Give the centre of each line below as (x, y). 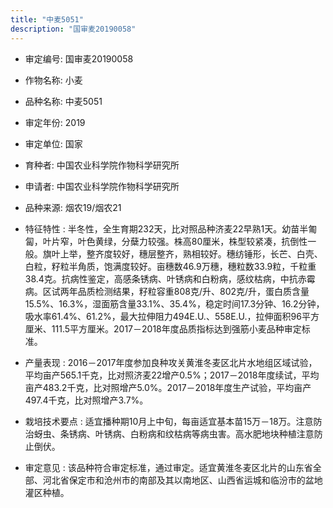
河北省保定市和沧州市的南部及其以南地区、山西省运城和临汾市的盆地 (182, 480)
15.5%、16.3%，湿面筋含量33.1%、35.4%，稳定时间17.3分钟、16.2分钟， (174, 303)
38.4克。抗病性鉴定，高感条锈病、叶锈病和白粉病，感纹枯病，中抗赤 (165, 278)
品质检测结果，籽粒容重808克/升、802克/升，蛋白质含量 (193, 291)
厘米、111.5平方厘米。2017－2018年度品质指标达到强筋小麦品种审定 (163, 328)
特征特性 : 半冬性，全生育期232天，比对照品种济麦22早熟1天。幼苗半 (166, 228)
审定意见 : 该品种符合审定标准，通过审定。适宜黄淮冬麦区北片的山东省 (168, 467)
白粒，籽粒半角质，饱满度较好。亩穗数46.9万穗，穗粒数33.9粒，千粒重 (170, 266)
